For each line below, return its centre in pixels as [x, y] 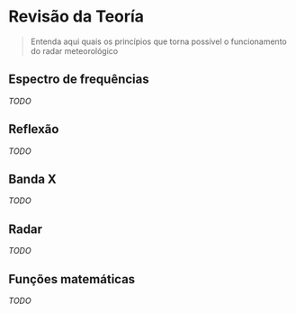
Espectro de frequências [79, 80]
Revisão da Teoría [76, 17]
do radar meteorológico [74, 50]
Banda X [33, 179]
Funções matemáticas [72, 279]
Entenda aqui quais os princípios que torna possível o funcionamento [158, 41]
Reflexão [34, 129]
